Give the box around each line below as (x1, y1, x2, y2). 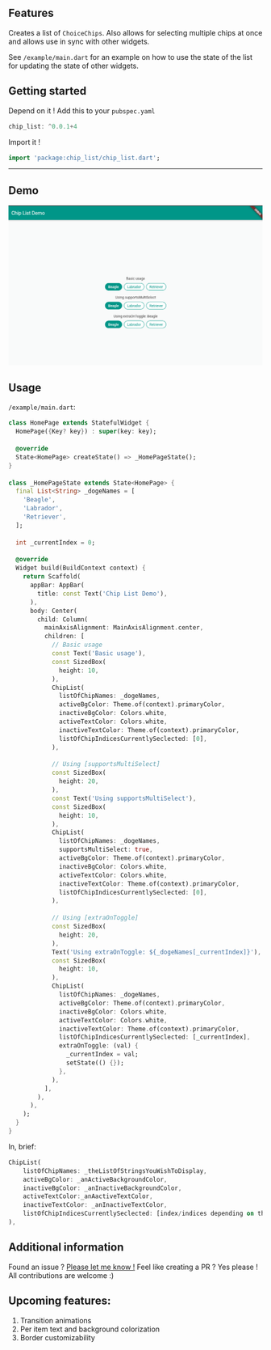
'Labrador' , (23, 505, 63, 513)
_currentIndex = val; (65, 1051, 139, 1059)
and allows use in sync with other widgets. (8, 36, 150, 46)
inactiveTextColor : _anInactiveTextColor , (23, 1201, 168, 1209)
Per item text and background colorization (19, 1324, 160, 1334)
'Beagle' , (23, 496, 56, 504)
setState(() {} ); (65, 1059, 125, 1067)
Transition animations (19, 1315, 92, 1325)
